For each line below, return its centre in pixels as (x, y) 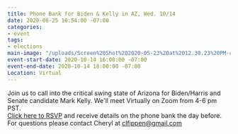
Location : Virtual (34, 73)
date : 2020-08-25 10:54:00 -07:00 (58, 20)
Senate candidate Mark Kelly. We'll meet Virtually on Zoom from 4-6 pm (112, 100)
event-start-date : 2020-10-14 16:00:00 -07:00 (77, 60)
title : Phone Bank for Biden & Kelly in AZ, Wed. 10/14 (91, 14)
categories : (25, 27)
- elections (25, 47)
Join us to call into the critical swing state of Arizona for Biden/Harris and (114, 93)
